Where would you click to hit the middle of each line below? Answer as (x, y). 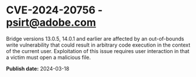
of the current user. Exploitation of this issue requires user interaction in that (98, 51)
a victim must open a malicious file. (49, 57)
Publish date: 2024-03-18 (38, 68)
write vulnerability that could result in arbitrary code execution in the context (98, 45)
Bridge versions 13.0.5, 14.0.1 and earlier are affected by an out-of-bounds (95, 38)
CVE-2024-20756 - (54, 10)
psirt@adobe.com (51, 22)
